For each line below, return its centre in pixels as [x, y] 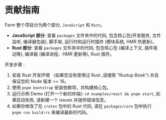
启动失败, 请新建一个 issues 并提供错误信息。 [62, 100]
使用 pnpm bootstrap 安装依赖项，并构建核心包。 [61, 87]
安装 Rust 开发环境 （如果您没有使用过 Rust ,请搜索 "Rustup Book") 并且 [85, 75]
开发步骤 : [15, 64]
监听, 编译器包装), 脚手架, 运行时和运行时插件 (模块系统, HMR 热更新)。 [84, 41]
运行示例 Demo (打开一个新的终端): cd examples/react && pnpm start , [83, 93]
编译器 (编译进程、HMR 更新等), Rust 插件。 [70, 54]
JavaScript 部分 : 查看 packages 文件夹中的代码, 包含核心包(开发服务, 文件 [86, 35]
